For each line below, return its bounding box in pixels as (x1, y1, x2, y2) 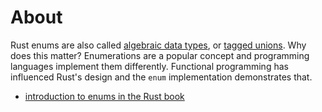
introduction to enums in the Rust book (24, 90, 185, 102)
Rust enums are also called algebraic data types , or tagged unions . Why (10, 39, 307, 51)
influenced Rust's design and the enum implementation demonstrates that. (10, 71, 313, 83)
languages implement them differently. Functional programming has (10, 60, 289, 72)
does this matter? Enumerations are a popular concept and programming (10, 49, 310, 61)
